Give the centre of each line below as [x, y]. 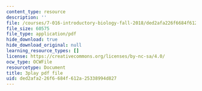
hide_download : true [32, 40]
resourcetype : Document [36, 67]
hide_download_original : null [44, 45]
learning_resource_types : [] [43, 51]
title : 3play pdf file [35, 73]
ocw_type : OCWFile [29, 62]
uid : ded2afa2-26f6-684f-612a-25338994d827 [62, 78]
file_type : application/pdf [41, 34]
